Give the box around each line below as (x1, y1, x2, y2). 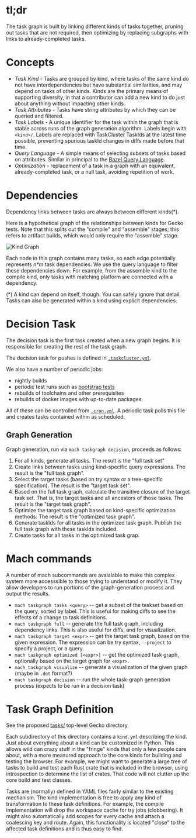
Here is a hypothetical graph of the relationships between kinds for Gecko (6, 219, 184, 226)
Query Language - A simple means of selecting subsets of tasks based (14, 150, 186, 157)
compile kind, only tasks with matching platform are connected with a (6, 273, 173, 280)
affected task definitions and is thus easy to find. (6, 825, 124, 832)
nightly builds (14, 377, 47, 384)
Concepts (6, 56, 54, 69)
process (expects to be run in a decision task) (14, 682, 125, 689)
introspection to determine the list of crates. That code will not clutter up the (6, 770, 190, 778)
